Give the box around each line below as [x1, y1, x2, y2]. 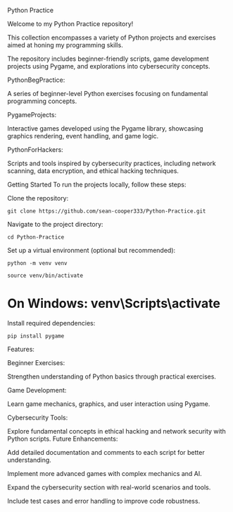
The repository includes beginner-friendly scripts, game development [7, 54, 209, 63]
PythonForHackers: [7, 145, 63, 154]
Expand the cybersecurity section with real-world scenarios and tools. [7, 483, 211, 492]
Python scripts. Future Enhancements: [7, 434, 118, 443]
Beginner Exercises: [7, 358, 65, 367]
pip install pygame [7, 332, 65, 340]
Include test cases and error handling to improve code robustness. [7, 496, 201, 505]
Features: [7, 345, 35, 353]
